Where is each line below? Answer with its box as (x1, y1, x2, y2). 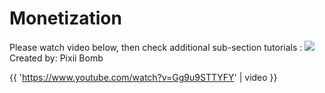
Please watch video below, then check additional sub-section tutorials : (9, 41, 303, 53)
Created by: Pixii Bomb (9, 52, 104, 64)
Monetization (9, 7, 122, 30)
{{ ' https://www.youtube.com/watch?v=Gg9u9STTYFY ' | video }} (9, 71, 278, 83)
